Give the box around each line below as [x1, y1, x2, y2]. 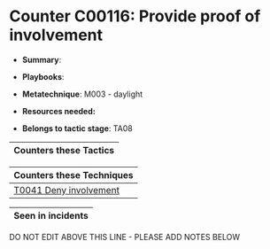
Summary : [21, 54, 62, 65]
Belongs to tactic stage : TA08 [21, 122, 133, 134]
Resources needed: [21, 105, 96, 116]
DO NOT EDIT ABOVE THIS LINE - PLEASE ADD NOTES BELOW [9, 231, 241, 242]
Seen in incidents [13, 209, 89, 222]
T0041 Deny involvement [13, 183, 120, 196]
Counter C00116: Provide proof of [9, 6, 261, 27]
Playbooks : [21, 71, 65, 82]
